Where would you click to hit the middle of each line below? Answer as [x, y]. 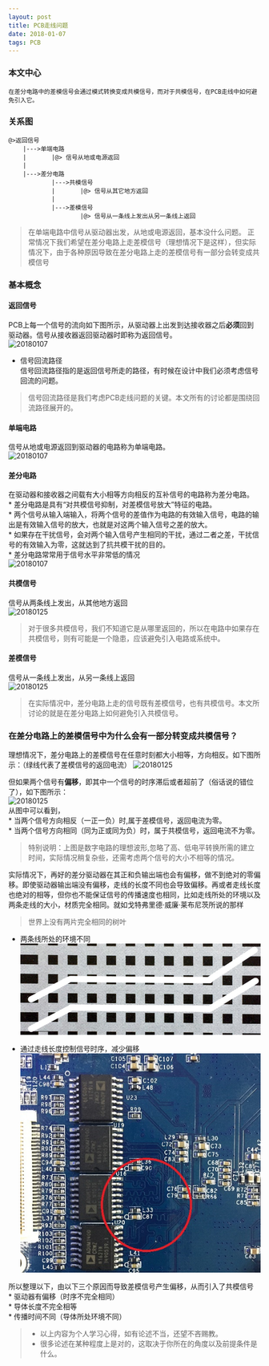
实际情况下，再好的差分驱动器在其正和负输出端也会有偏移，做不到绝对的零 [131, 875]
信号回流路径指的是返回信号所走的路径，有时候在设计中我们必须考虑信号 [139, 370]
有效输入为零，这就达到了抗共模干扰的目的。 [96, 545]
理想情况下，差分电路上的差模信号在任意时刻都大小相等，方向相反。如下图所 [134, 755]
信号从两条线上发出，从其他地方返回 [68, 603]
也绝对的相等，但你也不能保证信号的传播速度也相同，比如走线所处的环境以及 [134, 895]
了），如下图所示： [38, 792]
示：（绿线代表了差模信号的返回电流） [70, 765]
